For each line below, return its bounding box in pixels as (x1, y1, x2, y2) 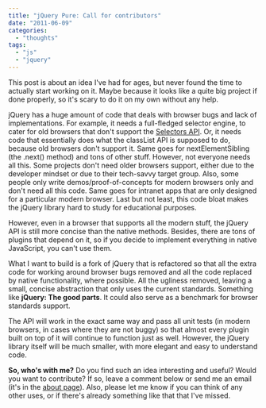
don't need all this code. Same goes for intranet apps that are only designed (8, 186, 257, 195)
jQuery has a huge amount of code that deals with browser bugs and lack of (8, 110, 257, 119)
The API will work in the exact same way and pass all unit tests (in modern (8, 316, 251, 325)
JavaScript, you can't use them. (8, 243, 113, 252)
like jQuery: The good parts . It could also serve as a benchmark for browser (8, 292, 258, 302)
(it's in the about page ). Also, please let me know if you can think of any (8, 382, 243, 391)
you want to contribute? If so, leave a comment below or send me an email (8, 374, 253, 383)
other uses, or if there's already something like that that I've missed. (8, 391, 231, 400)
